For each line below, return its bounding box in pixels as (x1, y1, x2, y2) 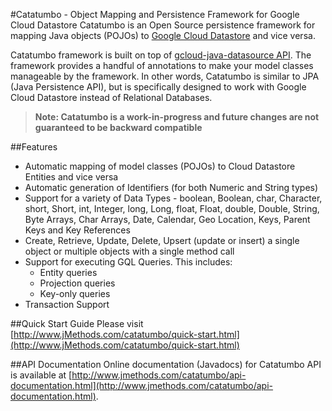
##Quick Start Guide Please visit (10, 318, 144, 329)
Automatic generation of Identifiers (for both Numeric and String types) (24, 182, 319, 193)
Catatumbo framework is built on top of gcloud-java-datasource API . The (10, 49, 312, 61)
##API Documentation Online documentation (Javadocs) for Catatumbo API (10, 359, 322, 370)
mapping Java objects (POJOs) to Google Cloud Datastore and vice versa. (10, 30, 316, 41)
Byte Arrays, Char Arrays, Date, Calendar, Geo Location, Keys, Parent (24, 214, 311, 225)
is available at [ (10, 369, 73, 381)
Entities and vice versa (24, 171, 119, 183)
